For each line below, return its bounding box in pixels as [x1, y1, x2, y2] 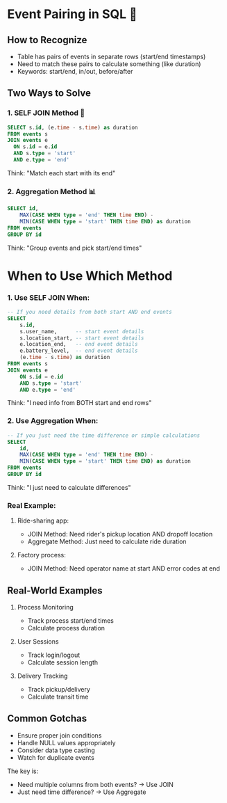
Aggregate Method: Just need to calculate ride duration [27, 537, 187, 546]
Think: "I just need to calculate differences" [7, 483, 131, 491]
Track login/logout [27, 651, 81, 659]
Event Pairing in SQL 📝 [7, 6, 137, 22]
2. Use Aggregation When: [7, 416, 99, 426]
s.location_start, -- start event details [19, 334, 144, 342]
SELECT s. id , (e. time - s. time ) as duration [7, 124, 138, 131]
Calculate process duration [27, 624, 106, 632]
